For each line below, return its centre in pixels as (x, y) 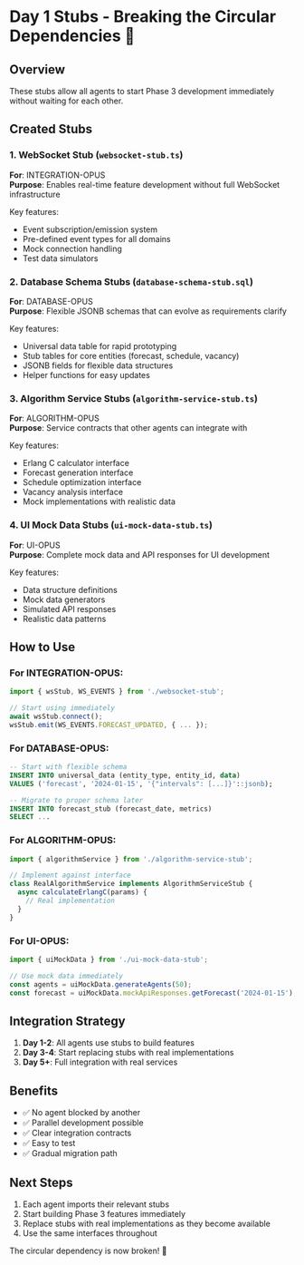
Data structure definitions (70, 589)
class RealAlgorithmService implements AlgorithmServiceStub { (131, 884)
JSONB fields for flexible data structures (98, 365)
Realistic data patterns (64, 618)
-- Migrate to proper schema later (76, 800)
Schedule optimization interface (82, 482)
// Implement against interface (70, 876)
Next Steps (41, 1182)
